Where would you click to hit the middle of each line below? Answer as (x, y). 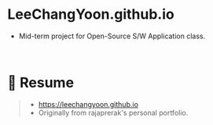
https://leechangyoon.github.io (88, 104)
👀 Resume (41, 83)
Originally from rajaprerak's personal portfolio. (113, 112)
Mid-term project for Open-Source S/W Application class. (112, 36)
